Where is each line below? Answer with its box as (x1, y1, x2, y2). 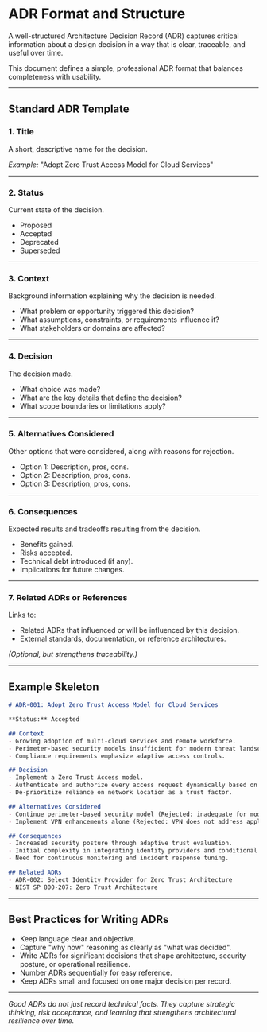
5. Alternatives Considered (8, 429, 114, 440)
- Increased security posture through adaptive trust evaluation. (8, 840, 233, 848)
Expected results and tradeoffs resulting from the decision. (8, 524, 201, 533)
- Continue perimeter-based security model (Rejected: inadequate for (8, 810, 247, 818)
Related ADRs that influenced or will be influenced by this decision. (19, 626, 240, 635)
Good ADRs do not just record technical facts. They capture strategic (8, 999, 236, 1008)
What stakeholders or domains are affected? (19, 324, 165, 333)
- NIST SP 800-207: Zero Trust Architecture (8, 883, 158, 891)
